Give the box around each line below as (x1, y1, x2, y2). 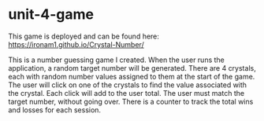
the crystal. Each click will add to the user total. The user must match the (8, 88, 245, 97)
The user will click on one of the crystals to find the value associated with (8, 80, 247, 90)
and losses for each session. (8, 104, 101, 115)
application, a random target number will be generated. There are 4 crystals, (8, 63, 256, 72)
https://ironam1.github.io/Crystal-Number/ (8, 39, 144, 49)
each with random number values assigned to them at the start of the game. (8, 71, 255, 81)
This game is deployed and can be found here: (8, 31, 160, 41)
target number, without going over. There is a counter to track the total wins (8, 97, 254, 106)
